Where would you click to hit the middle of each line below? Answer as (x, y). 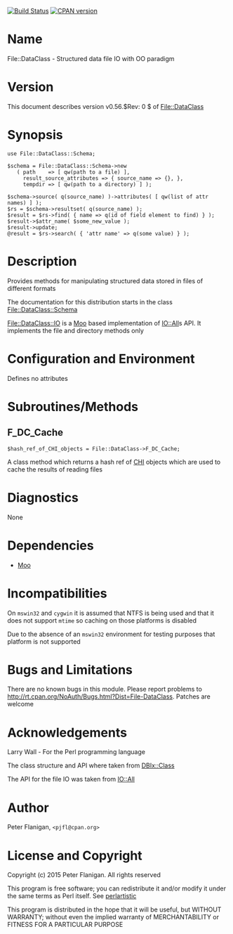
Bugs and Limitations (70, 669)
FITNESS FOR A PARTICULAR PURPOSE (65, 925)
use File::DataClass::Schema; (52, 154)
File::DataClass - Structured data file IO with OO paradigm (91, 58)
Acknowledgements (67, 733)
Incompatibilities (57, 593)
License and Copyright (75, 856)
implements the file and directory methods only (75, 330)
